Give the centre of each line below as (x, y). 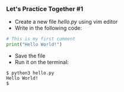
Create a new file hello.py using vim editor (66, 22)
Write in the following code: (48, 28)
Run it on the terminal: (42, 62)
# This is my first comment (41, 39)
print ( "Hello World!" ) (34, 45)
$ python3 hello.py (30, 73)
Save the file (30, 56)
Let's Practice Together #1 (45, 9)
